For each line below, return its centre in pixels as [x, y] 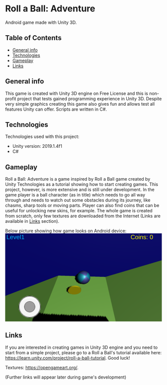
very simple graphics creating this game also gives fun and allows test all [80, 104]
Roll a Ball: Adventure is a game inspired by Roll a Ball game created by [78, 179]
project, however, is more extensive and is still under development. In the [80, 190]
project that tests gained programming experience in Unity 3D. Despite [89, 98]
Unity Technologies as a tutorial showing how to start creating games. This [82, 185]
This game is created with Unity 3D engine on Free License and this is [77, 93]
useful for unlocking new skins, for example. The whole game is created [79, 211]
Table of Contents [34, 38]
